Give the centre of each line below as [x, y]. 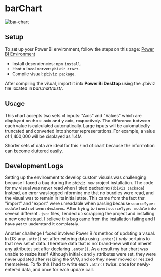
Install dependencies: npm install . [47, 63]
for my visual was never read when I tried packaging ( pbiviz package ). [75, 188]
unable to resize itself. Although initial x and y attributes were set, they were [80, 254]
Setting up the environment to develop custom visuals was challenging [76, 177]
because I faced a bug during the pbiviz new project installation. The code [79, 183]
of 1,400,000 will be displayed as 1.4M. [44, 136]
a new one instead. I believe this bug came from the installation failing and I [80, 219]
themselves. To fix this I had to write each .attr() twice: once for [70, 264]
